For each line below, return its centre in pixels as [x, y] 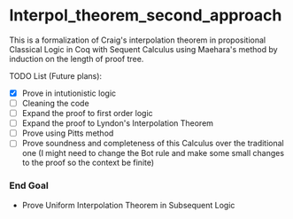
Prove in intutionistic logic [69, 93]
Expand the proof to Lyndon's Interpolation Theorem [118, 123]
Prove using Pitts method [68, 133]
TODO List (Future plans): [56, 75]
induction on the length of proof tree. [77, 59]
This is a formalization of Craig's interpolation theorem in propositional [138, 40]
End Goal [29, 185]
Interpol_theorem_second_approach [146, 16]
